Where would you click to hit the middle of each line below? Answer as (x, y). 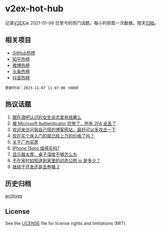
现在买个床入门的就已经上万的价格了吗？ (53, 136)
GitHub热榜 (24, 53)
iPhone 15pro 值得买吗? (36, 148)
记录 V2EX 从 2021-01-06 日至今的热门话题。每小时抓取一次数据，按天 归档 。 (82, 23)
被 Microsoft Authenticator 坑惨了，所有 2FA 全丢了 (64, 123)
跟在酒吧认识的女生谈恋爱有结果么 (47, 117)
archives (14, 196)
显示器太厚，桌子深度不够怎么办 (45, 154)
